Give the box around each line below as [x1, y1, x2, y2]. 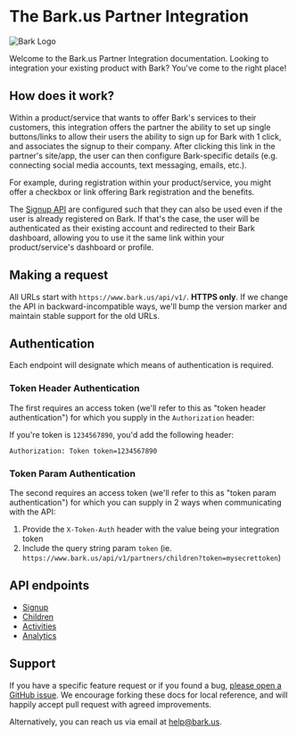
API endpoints [9, 578, 90, 593]
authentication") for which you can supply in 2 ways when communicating [9, 497, 282, 507]
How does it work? [9, 88, 115, 104]
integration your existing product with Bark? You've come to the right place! [9, 63, 287, 73]
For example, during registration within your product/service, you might [9, 177, 272, 188]
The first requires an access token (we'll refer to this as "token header [9, 402, 267, 413]
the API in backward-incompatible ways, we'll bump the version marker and [9, 301, 287, 312]
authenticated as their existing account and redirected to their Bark [9, 222, 256, 233]
